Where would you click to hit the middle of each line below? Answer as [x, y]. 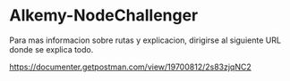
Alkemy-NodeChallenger [104, 16]
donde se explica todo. [51, 49]
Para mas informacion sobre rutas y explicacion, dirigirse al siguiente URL [145, 40]
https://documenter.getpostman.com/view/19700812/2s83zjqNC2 [131, 67]
